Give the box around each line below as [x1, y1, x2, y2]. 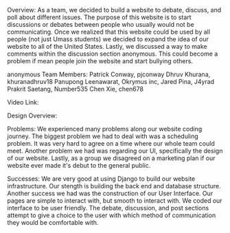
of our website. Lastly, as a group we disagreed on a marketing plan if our [7, 154, 216, 162]
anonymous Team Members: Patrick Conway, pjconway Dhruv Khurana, [7, 70, 211, 78]
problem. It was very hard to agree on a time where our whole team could [7, 140, 215, 147]
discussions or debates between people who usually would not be [7, 21, 194, 28]
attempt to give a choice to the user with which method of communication [7, 211, 216, 219]
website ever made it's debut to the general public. [7, 162, 151, 169]
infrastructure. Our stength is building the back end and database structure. [7, 182, 221, 190]
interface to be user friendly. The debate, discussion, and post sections [7, 204, 209, 212]
